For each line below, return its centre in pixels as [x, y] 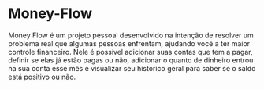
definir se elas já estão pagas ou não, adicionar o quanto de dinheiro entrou [131, 60]
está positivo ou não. [42, 77]
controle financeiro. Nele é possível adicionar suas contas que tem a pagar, [130, 52]
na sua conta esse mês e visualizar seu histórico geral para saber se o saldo [132, 68]
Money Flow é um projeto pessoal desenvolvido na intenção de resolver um [131, 35]
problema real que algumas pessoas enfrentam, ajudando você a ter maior [129, 43]
